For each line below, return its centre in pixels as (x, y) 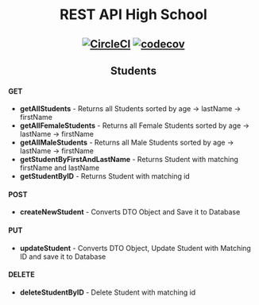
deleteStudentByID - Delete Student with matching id (108, 292)
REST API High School (133, 15)
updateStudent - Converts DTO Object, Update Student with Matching (135, 248)
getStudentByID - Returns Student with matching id (105, 176)
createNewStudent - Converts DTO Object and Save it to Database (130, 212)
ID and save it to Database (63, 257)
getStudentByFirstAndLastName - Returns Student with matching (129, 160)
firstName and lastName (60, 168)
